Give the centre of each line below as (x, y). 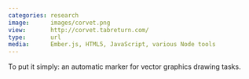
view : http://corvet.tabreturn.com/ (79, 30)
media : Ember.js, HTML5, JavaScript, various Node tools (112, 45)
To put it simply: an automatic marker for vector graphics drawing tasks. (124, 66)
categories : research (44, 15)
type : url (35, 37)
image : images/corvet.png (59, 23)
